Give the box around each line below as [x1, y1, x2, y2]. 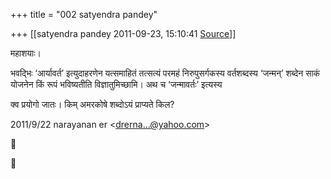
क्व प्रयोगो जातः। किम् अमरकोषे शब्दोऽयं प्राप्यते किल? [10, 99, 175, 110]
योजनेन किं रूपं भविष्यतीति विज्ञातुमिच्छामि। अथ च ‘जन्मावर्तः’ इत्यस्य [10, 79, 223, 90]
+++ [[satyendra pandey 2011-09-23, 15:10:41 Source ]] [10, 28, 237, 39]
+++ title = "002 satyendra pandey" [10, 9, 158, 20]
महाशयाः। [10, 47, 42, 59]
